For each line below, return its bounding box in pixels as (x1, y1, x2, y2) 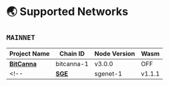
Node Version (94, 50, 135, 58)
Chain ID (59, 50, 85, 58)
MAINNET (6, 33, 35, 42)
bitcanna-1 (56, 60, 89, 68)
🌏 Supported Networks (6, 5, 129, 19)
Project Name (9, 50, 50, 58)
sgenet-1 (94, 70, 123, 78)
